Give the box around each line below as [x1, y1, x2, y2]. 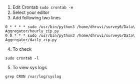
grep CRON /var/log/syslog [5, 74, 61, 79]
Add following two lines [12, 15, 61, 20]
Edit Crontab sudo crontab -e [12, 4, 73, 10]
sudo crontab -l [5, 56, 39, 61]
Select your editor [12, 9, 49, 15]
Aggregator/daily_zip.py [5, 37, 57, 42]
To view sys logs [12, 65, 47, 70]
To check [12, 46, 32, 52]
